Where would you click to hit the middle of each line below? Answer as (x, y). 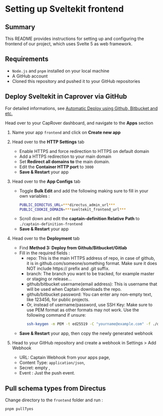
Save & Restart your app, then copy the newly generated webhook (86, 333)
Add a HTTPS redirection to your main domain (65, 156)
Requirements (27, 59)
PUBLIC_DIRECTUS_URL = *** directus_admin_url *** (67, 205)
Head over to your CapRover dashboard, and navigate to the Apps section (79, 123)
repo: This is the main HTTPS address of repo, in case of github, (91, 258)
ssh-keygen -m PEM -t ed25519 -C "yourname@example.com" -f (89, 324)
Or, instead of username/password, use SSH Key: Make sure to (90, 305)
